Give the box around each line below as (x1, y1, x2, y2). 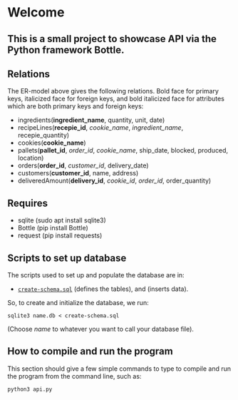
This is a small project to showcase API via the (7, 33, 217, 45)
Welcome (7, 4, 65, 21)
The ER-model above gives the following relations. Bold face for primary (7, 87, 219, 96)
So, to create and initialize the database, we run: (7, 299, 149, 307)
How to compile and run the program (7, 345, 173, 357)
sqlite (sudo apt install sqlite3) (17, 216, 107, 225)
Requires (7, 197, 48, 209)
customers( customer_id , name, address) (17, 169, 139, 178)
